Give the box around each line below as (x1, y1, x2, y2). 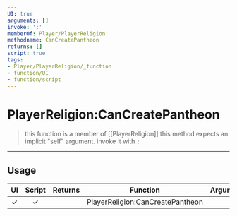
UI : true (7, 10, 33, 18)
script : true (7, 50, 46, 57)
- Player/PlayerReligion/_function (7, 63, 112, 70)
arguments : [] (7, 17, 49, 24)
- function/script (7, 76, 61, 83)
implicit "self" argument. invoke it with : (24, 137, 140, 145)
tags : (7, 56, 23, 64)
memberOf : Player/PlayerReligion (7, 30, 106, 37)
